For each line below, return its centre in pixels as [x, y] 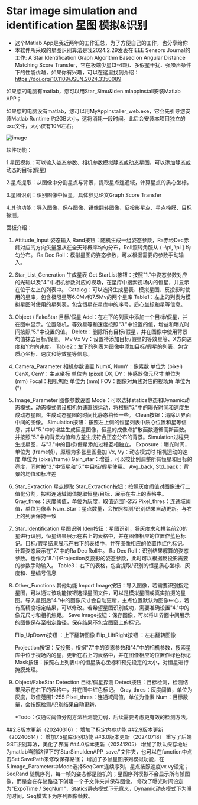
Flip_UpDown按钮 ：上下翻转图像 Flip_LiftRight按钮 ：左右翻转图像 [95, 635]
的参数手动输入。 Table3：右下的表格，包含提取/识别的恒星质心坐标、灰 [102, 565]
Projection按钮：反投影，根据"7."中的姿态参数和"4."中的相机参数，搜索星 [103, 647]
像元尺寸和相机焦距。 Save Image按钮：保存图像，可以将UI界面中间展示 [102, 615]
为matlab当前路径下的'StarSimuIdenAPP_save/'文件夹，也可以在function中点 [99, 751]
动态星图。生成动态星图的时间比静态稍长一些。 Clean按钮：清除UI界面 [105, 414]
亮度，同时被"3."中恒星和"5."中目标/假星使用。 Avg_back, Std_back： [99, 466]
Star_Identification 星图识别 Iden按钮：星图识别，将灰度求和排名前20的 [101, 528]
